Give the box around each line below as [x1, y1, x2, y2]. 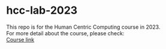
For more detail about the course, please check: [6, 29, 125, 36]
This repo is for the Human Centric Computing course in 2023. [6, 23, 161, 30]
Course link [6, 36, 35, 43]
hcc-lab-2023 [6, 4, 78, 17]
